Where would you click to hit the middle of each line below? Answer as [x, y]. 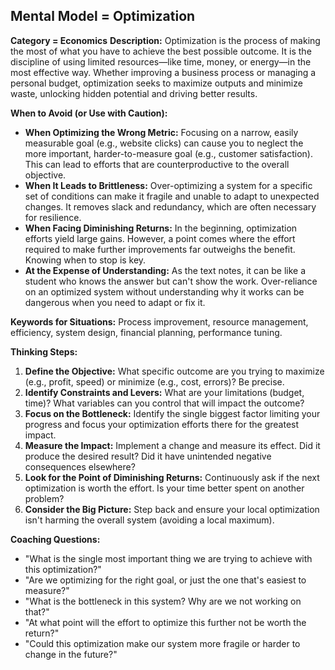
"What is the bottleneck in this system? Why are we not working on [163, 601]
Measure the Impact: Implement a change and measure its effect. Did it [172, 445]
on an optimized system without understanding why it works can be [164, 291]
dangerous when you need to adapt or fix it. [115, 302]
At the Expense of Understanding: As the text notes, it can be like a [165, 270]
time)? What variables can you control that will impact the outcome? [164, 403]
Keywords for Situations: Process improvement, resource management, [159, 321]
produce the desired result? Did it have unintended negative [148, 456]
